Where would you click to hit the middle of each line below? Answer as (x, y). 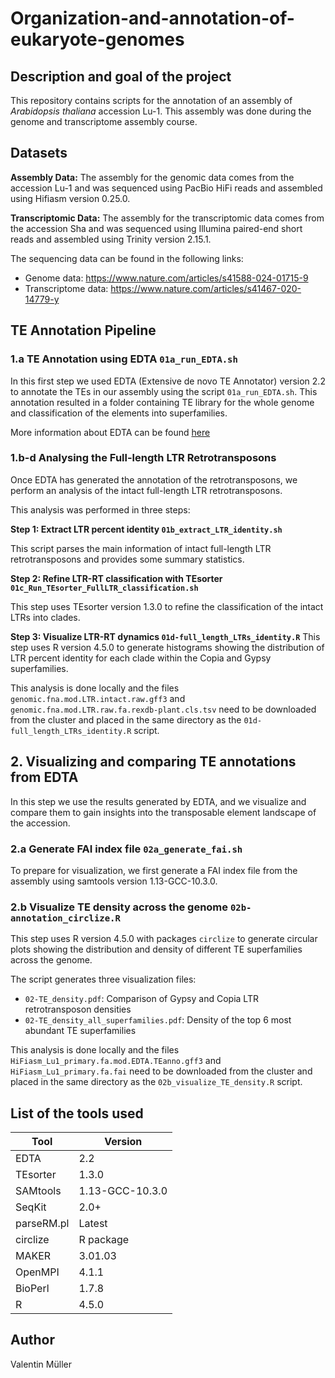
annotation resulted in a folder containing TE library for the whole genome (162, 402)
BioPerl (32, 1289)
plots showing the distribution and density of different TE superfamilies (156, 949)
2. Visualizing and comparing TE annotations (153, 762)
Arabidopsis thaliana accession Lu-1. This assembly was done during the (161, 111)
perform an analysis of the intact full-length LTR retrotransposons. (146, 490)
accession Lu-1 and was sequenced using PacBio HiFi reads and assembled (166, 188)
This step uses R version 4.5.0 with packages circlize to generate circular (164, 939)
